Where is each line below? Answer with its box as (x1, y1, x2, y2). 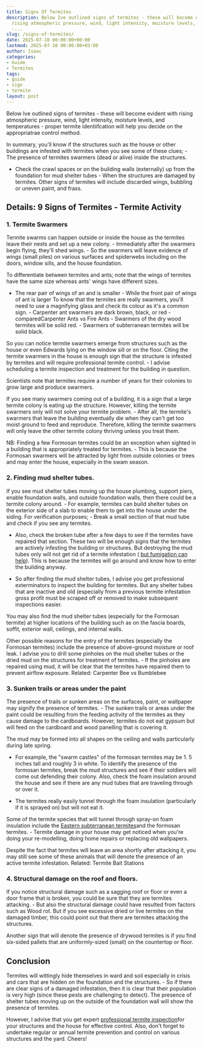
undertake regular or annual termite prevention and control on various (6, 1029, 180, 1036)
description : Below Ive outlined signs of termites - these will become (6, 15, 193, 21)
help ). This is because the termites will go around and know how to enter (14, 557, 196, 564)
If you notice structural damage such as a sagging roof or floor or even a (6, 888, 187, 896)
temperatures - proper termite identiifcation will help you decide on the (6, 122, 183, 130)
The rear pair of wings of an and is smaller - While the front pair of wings (14, 290, 197, 297)
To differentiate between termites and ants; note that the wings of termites (6, 272, 192, 279)
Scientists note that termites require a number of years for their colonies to (6, 377, 192, 385)
